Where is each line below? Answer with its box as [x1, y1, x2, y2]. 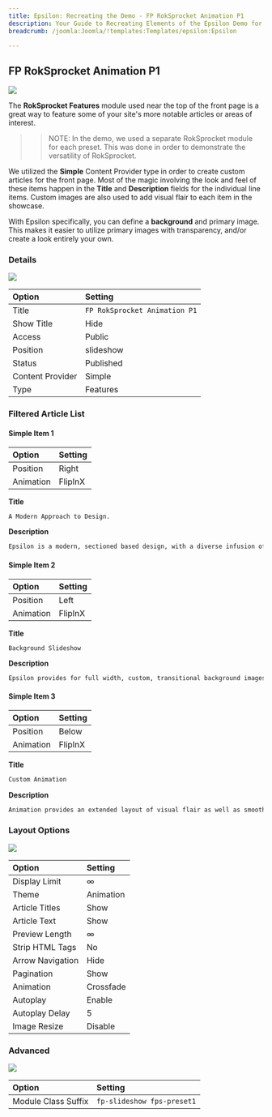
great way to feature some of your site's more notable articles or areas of [8, 109, 253, 119]
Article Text [12, 915, 57, 927]
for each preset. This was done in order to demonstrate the [48, 143, 246, 152]
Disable [86, 1021, 116, 1032]
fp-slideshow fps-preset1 [96, 1096, 197, 1106]
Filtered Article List [8, 409, 85, 420]
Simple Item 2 [8, 560, 56, 570]
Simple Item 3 [8, 691, 56, 701]
